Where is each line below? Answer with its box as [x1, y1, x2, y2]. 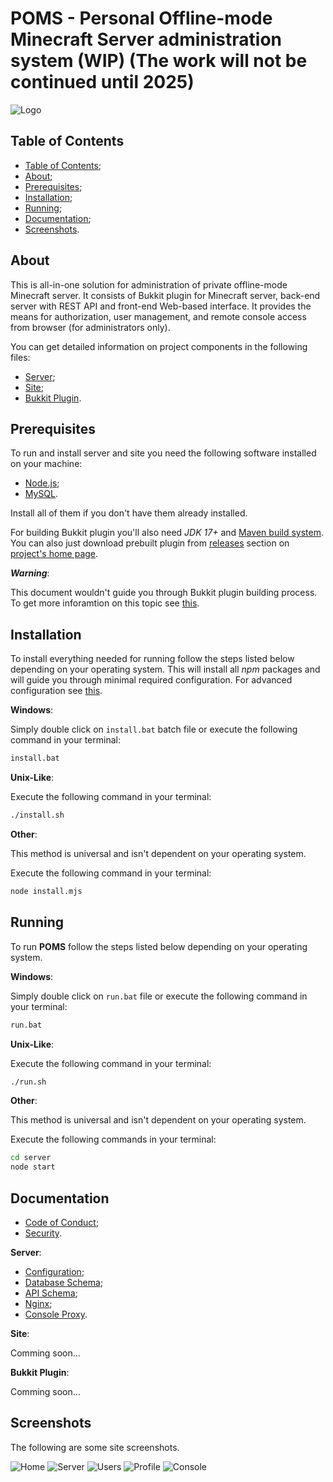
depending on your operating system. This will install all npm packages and [10, 663, 321, 676]
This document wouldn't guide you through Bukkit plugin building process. [10, 587, 318, 599]
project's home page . [10, 548, 99, 560]
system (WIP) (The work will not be [10, 50, 308, 72]
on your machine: [10, 458, 83, 470]
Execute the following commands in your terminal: [10, 1133, 217, 1146]
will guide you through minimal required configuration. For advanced [10, 674, 293, 686]
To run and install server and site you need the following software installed [10, 447, 317, 459]
